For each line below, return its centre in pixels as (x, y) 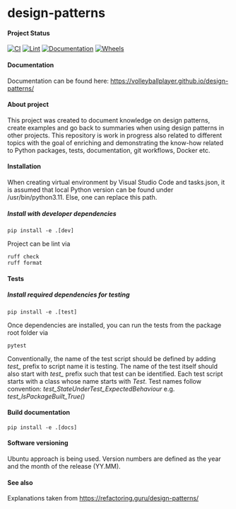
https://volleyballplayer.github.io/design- (169, 81)
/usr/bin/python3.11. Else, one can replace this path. (82, 197)
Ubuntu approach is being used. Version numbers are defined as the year (114, 459)
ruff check (23, 256)
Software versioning (38, 443)
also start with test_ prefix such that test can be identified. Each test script (115, 374)
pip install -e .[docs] (42, 427)
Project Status (29, 33)
